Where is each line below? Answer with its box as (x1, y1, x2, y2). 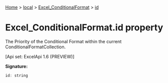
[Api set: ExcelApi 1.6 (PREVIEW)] (5, 53, 75, 59)
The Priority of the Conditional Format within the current (5, 38, 122, 44)
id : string (5, 73, 28, 78)
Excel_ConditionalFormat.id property (5, 22, 163, 33)
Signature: (5, 63, 28, 69)
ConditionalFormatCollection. (5, 44, 66, 50)
